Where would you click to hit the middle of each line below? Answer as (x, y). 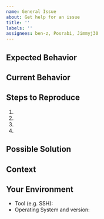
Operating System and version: (52, 210)
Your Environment (40, 189)
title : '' (18, 22)
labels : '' (19, 28)
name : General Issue (31, 12)
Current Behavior (38, 77)
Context (21, 169)
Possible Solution (39, 149)
